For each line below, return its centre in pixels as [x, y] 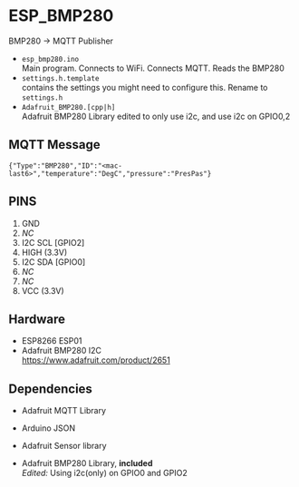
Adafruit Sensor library [64, 446]
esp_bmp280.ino [50, 59]
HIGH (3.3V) [44, 252]
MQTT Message [54, 145]
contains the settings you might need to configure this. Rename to [145, 87]
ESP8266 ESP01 [52, 341]
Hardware [37, 319]
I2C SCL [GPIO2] [53, 242]
